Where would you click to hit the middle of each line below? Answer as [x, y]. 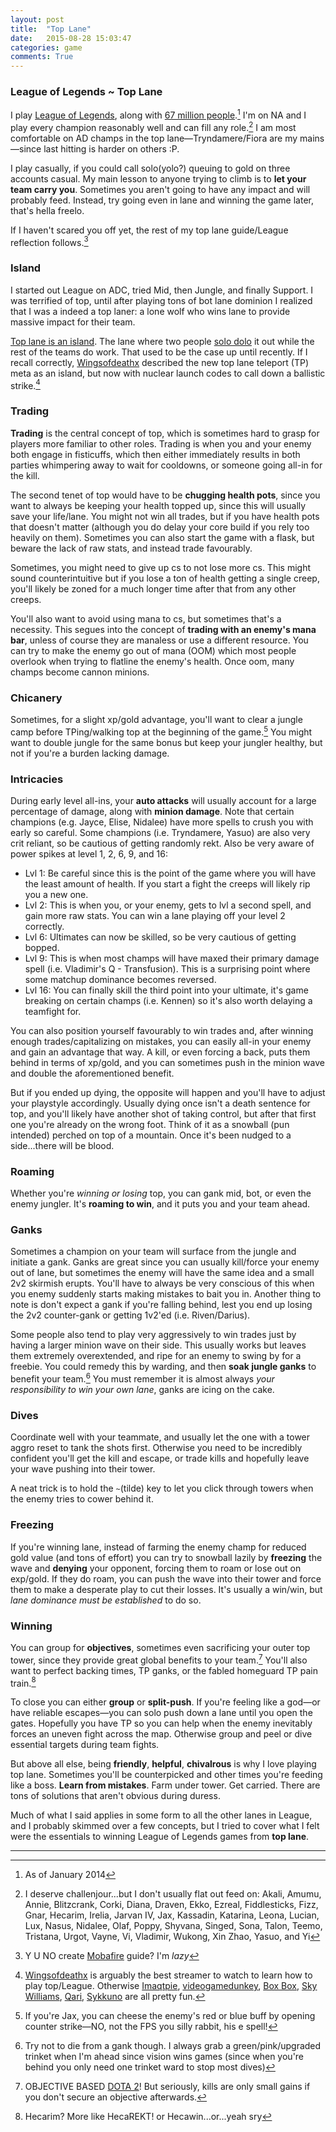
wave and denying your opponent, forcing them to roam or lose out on [156, 1568]
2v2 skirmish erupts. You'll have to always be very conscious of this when [162, 1283]
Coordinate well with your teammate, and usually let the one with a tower [160, 1437]
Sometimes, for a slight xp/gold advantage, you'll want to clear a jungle [156, 719]
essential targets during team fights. [85, 1745]
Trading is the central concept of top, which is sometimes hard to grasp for [165, 433]
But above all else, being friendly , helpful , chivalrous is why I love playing [163, 1764]
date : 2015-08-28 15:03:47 [71, 38]
